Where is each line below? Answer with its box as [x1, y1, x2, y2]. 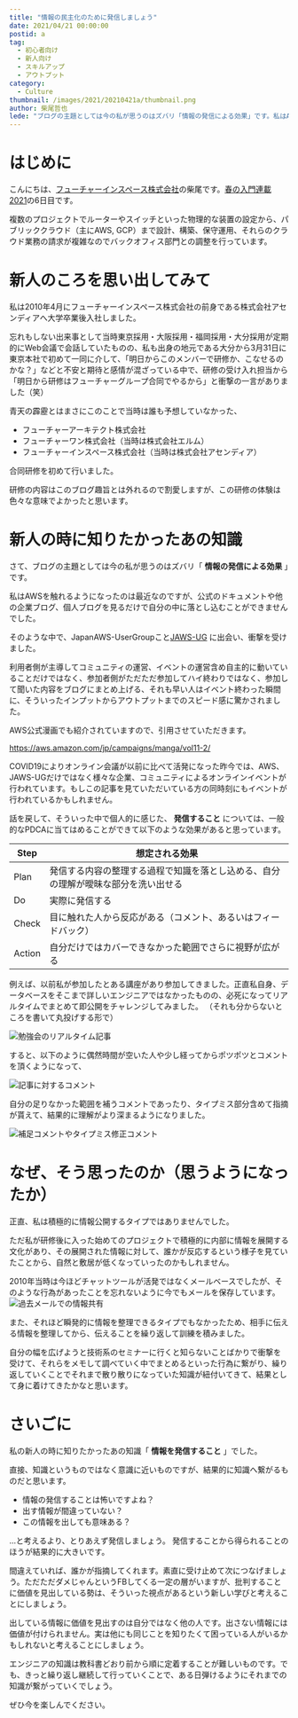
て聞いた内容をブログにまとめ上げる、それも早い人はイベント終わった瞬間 [9, 684, 281, 694]
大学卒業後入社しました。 [47, 312, 142, 323]
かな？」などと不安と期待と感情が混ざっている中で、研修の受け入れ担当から [9, 365, 288, 375]
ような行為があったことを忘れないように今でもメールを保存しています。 [16, 1287, 280, 1298]
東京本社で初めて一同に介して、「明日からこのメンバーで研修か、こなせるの [9, 354, 284, 364]
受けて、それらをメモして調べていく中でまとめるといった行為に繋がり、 [9, 1358, 272, 1369]
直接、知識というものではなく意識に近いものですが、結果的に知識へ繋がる [9, 1464, 281, 1475]
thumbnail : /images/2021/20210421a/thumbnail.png [9, 95, 197, 105]
